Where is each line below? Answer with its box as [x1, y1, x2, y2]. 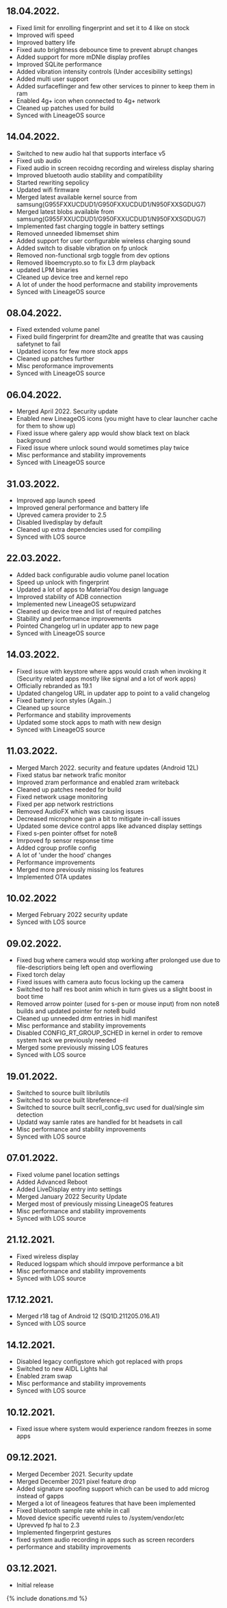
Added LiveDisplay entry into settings [16, 1185, 122, 1193]
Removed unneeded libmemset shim [16, 229, 120, 237]
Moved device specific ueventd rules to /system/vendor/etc [16, 1513, 185, 1522]
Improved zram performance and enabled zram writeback [16, 778, 180, 786]
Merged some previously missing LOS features [16, 1043, 148, 1051]
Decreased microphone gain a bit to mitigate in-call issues [16, 814, 181, 823]
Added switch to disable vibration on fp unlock [16, 243, 148, 252]
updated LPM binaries [16, 265, 79, 273]
